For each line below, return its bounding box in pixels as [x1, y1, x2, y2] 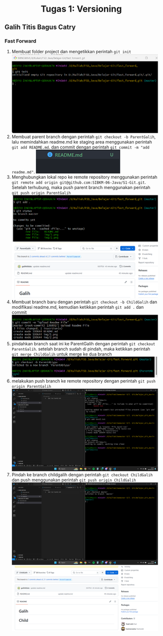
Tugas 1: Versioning [40, 3, 122, 15]
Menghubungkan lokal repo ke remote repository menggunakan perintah [11, 174, 158, 180]
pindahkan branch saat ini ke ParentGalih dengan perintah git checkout [11, 341, 156, 347]
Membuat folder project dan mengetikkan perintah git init [11, 48, 131, 54]
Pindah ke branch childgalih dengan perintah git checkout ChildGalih [11, 471, 153, 477]
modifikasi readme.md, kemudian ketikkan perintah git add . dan [11, 304, 144, 310]
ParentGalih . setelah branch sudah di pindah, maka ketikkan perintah [11, 346, 150, 352]
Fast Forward [4, 38, 36, 44]
